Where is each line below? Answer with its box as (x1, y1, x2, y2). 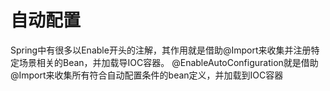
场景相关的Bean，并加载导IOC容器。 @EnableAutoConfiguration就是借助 (18, 56, 319, 68)
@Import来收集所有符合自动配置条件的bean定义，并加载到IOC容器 (10, 69, 284, 81)
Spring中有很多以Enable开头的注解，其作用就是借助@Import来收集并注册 (10, 44, 312, 56)
